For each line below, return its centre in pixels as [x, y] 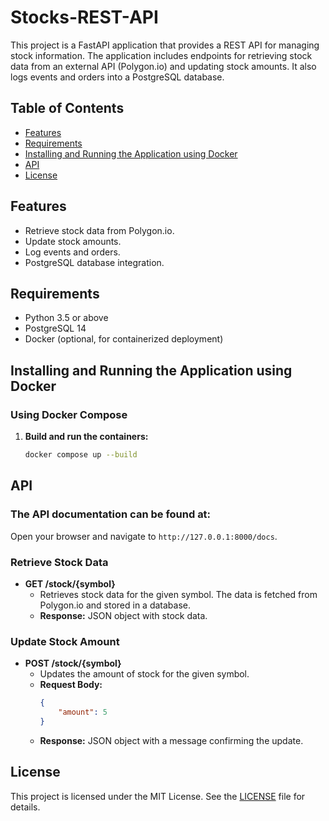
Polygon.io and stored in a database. [115, 605]
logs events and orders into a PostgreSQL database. [117, 77]
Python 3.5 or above [66, 318]
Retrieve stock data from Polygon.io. [99, 230]
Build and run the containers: [86, 437]
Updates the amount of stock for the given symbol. [144, 674]
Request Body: [71, 685]
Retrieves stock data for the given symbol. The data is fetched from [178, 594]
